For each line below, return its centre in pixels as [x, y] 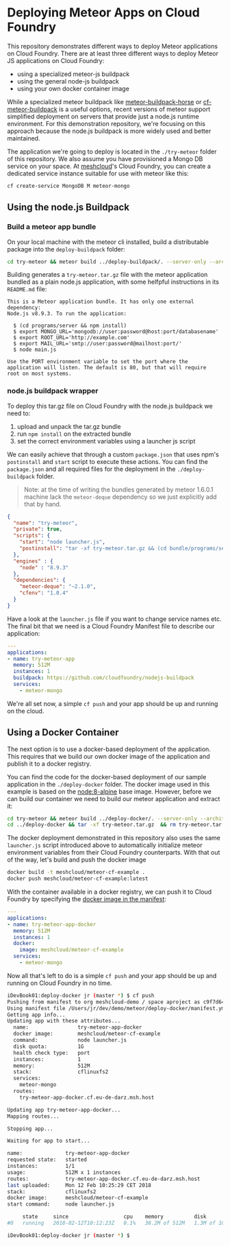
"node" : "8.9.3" [44, 567]
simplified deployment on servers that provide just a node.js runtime [103, 116]
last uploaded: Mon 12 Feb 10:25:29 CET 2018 [79, 1185]
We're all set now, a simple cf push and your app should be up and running [113, 703]
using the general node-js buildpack [68, 81]
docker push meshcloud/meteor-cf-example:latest [78, 879]
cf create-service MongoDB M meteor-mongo [68, 186]
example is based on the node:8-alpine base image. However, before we [110, 791]
